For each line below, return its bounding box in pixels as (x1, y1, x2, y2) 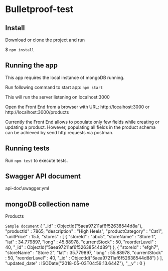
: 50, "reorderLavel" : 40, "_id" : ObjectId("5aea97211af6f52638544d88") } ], (5, 255, 163, 261)
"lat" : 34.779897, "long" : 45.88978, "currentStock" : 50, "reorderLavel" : (5, 239, 156, 245)
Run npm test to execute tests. (5, 157, 68, 163)
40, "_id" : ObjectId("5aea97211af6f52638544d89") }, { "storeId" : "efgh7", (5, 244, 159, 250)
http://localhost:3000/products (5, 109, 69, 115)
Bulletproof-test (5, 4, 74, 15)
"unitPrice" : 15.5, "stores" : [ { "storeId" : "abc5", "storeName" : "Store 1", (5, 234, 157, 240)
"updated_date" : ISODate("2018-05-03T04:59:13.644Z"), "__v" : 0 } (5, 260, 146, 266)
